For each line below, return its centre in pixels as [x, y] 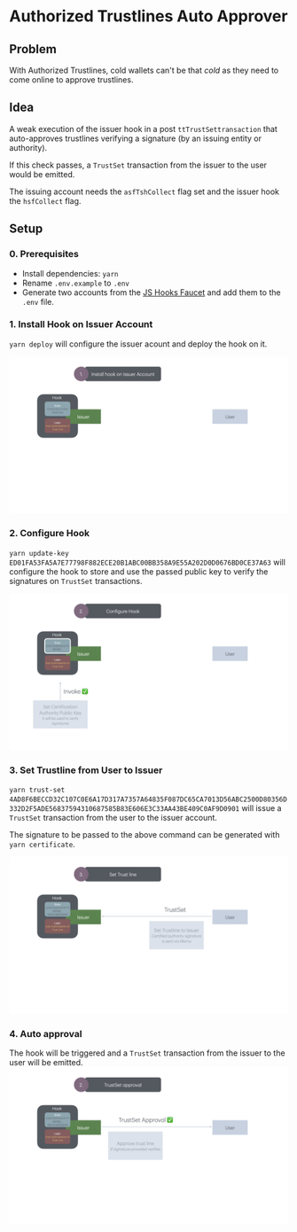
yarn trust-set [37, 791]
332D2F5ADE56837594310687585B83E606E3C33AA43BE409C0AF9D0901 [125, 809]
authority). [28, 147]
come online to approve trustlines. [71, 80]
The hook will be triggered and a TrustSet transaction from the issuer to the [147, 1053]
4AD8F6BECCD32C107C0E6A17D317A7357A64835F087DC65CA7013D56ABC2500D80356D [148, 799]
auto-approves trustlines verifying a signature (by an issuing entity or [136, 138]
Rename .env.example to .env [76, 283]
